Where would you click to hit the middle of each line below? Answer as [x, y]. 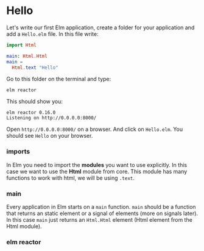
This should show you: [34, 102]
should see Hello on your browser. [50, 136]
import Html [21, 45]
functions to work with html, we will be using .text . [71, 178]
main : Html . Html [27, 56]
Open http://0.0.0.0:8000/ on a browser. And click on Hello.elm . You [95, 129]
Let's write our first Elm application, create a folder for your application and [100, 27]
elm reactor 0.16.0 [31, 113]
